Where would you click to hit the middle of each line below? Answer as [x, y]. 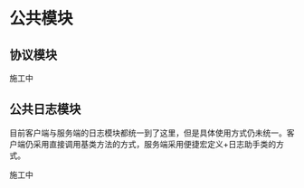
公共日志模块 [45, 109]
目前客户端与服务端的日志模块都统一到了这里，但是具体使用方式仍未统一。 [148, 133]
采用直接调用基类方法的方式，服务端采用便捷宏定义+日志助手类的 [155, 144]
